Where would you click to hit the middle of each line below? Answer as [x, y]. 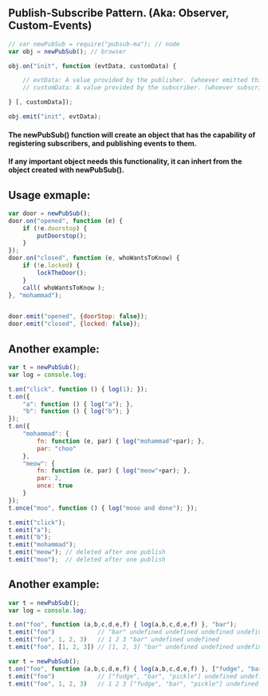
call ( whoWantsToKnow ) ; [64, 288]
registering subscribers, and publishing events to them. [102, 143]
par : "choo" [57, 448]
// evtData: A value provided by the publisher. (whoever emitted [135, 80]
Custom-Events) [50, 26]
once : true [55, 486]
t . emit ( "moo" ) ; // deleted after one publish [87, 559]
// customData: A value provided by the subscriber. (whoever [128, 88]
